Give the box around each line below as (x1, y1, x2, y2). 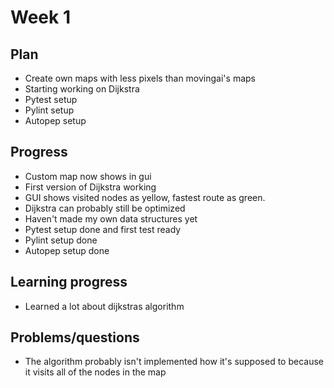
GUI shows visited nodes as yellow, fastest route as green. (24, 191, 266, 203)
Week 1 (10, 6, 71, 29)
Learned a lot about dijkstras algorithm (24, 300, 185, 312)
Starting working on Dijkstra (24, 83, 140, 95)
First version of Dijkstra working (24, 181, 157, 193)
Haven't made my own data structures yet (24, 212, 198, 225)
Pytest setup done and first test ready (24, 223, 182, 235)
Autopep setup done (24, 244, 110, 256)
